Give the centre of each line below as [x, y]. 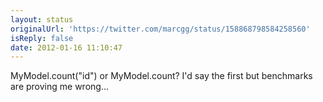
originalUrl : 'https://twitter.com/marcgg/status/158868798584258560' [160, 29]
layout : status [42, 19]
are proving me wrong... [59, 87]
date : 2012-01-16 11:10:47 [66, 47]
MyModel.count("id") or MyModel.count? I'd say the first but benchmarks [161, 76]
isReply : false [42, 38]
